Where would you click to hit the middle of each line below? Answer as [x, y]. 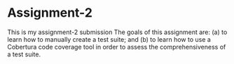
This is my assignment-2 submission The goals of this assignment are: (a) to [117, 32]
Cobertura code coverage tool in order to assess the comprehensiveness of [117, 47]
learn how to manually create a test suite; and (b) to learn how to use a [109, 39]
